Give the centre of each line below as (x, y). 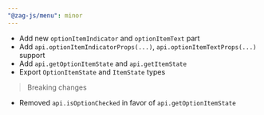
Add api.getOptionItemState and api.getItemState (103, 63)
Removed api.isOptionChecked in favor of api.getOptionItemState (127, 102)
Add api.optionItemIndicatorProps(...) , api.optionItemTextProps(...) (138, 46)
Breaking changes (57, 87)
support (32, 55)
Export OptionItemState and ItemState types (92, 71)
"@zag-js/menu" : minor (45, 15)
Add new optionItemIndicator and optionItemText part (109, 38)
